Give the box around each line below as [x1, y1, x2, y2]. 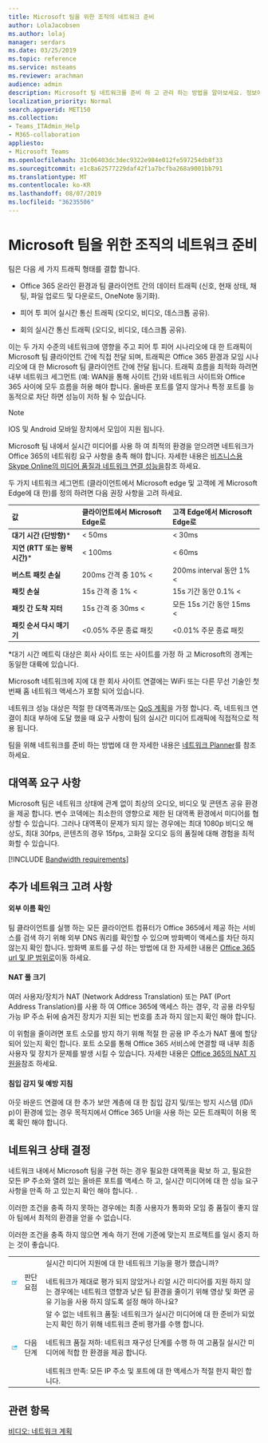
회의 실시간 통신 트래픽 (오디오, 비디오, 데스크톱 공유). [19, 324, 187, 335]
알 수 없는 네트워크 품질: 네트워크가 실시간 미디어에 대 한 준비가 [45, 1309, 241, 1318]
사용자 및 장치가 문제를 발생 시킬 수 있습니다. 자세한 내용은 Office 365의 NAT [8, 1049, 248, 1058]
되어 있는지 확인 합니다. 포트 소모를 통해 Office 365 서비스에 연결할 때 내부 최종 [8, 1038, 255, 1048]
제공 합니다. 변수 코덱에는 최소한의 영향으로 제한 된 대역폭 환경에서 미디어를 [16, 809, 251, 819]
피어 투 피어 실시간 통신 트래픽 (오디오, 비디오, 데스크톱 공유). [19, 307, 210, 317]
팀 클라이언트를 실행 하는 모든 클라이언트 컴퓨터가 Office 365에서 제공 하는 [8, 922, 241, 932]
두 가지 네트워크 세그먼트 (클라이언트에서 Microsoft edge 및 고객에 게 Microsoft [8, 478, 258, 487]
